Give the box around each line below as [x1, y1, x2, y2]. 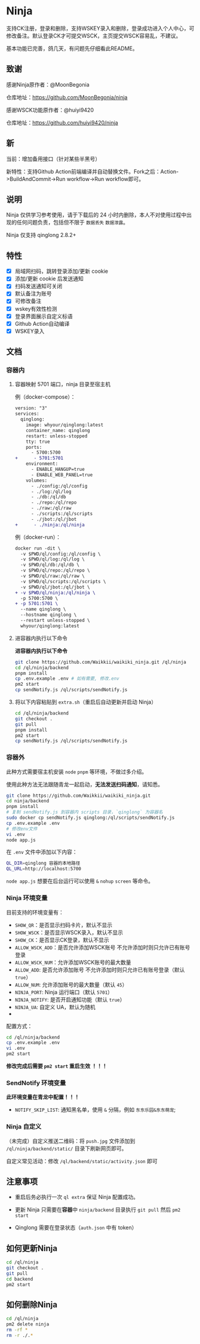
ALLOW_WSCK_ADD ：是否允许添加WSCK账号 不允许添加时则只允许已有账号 [14, 944, 190, 951]
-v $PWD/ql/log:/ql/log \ [20, 556, 85, 562]
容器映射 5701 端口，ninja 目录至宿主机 [14, 381, 111, 388]
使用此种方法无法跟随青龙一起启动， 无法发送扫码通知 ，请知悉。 [6, 781, 163, 788]
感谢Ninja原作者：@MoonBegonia [6, 81, 90, 88]
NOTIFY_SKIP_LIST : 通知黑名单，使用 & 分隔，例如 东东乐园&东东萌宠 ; [14, 1106, 176, 1114]
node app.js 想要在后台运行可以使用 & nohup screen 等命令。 [6, 877, 154, 884]
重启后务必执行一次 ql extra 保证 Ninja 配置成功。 [14, 1194, 139, 1201]
